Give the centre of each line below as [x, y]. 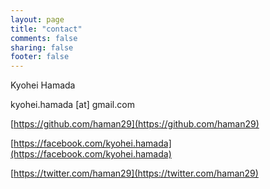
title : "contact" [46, 29]
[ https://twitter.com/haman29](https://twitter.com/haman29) [134, 173]
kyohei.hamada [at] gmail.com [72, 105]
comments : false [44, 38]
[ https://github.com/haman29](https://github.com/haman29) [135, 124]
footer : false [40, 57]
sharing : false [42, 47]
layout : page [37, 19]
